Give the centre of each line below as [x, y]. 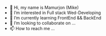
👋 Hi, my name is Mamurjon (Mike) [44, 8]
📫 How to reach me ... [32, 28]
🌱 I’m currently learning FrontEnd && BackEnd [55, 18]
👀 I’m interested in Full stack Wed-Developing [55, 13]
